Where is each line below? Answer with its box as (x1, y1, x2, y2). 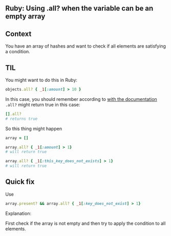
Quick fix (5, 178, 35, 186)
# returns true (5, 116, 38, 121)
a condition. (5, 49, 31, 55)
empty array (5, 12, 46, 21)
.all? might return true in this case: (5, 101, 80, 108)
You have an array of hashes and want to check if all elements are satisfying (5, 43, 166, 49)
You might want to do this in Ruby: (5, 77, 78, 83)
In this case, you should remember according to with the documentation (5, 96, 157, 102)
